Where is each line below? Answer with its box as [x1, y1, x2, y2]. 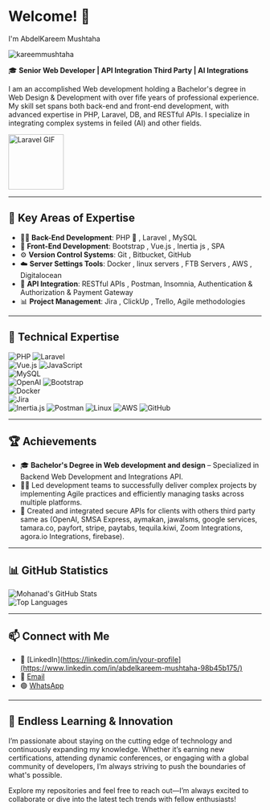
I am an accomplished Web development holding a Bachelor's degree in [8, 84, 247, 93]
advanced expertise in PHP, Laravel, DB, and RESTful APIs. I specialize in [8, 109, 251, 119]
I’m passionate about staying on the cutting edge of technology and [8, 735, 233, 746]
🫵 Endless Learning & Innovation [8, 714, 174, 728]
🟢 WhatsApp [19, 681, 64, 690]
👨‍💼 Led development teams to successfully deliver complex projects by [19, 481, 257, 490]
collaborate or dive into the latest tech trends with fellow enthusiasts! [8, 794, 237, 804]
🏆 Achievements [8, 434, 97, 448]
